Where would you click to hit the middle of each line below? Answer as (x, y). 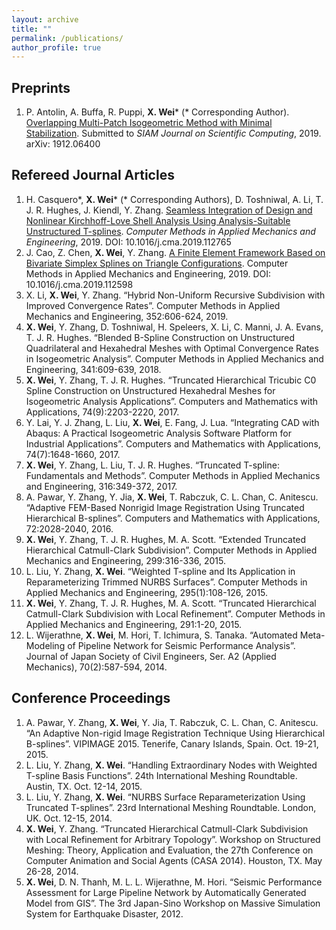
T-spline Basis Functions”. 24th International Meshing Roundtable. (161, 775)
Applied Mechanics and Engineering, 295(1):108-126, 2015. (147, 592)
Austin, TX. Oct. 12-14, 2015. (84, 786)
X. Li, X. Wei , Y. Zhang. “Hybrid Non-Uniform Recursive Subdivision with (175, 295)
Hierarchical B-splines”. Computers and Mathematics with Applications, (173, 518)
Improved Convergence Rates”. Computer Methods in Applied (153, 305)
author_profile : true (56, 47)
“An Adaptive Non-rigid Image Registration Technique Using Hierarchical (175, 733)
